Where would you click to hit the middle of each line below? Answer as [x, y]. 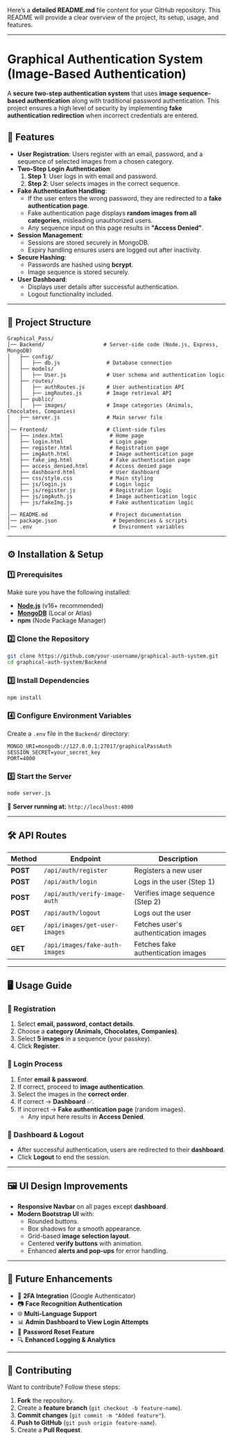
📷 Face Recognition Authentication [70, 1304]
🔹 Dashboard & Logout [46, 1134]
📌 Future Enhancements [60, 1279]
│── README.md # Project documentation [94, 514]
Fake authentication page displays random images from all [112, 213]
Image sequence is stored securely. [78, 272]
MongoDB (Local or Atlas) [54, 613]
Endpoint [86, 859]
